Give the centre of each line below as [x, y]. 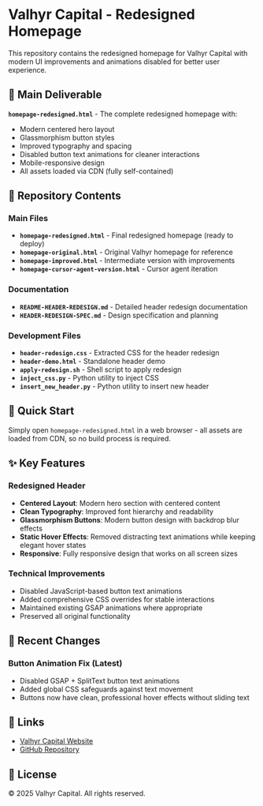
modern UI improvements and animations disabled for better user [114, 62]
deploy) [32, 244]
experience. [28, 69]
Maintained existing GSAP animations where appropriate [111, 607]
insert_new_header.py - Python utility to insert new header [114, 386]
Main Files [28, 219]
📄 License [33, 774]
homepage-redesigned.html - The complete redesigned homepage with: [123, 114]
